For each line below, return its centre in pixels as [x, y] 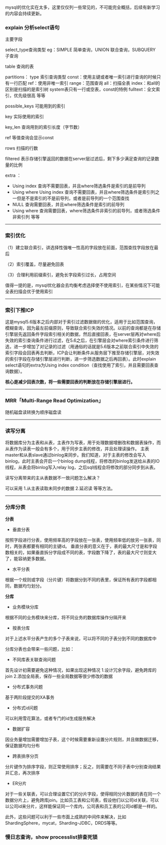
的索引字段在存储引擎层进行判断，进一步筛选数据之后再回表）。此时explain [81, 359]
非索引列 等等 [26, 217]
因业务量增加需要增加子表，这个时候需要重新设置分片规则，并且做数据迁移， [83, 739]
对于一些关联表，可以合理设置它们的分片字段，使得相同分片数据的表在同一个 [83, 793]
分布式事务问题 [27, 687]
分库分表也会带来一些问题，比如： [40, 649]
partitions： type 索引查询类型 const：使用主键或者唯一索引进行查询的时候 [81, 77]
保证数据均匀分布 [22, 745]
